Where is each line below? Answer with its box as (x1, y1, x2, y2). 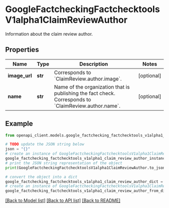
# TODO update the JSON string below (5, 142, 84, 147)
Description (79, 60, 108, 67)
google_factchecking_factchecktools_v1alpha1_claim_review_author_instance (5, 156, 167, 161)
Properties (5, 45, 39, 54)
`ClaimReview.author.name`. (54, 102, 121, 109)
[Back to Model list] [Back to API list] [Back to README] (5, 197, 121, 203)
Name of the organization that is (54, 83, 130, 90)
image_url (8, 72, 32, 79)
